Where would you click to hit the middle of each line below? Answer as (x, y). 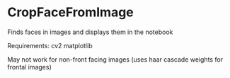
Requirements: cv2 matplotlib (50, 45)
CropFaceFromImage (71, 12)
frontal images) (29, 67)
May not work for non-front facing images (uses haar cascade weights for (115, 59)
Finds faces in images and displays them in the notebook (90, 32)
